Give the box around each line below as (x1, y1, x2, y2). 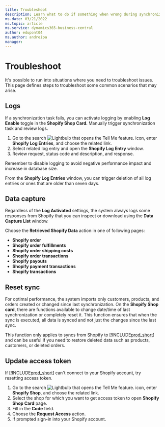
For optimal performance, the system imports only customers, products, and (5, 296, 160, 302)
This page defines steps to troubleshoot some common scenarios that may (5, 82, 157, 88)
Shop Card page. (12, 400, 48, 406)
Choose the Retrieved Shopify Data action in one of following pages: (5, 228, 145, 233)
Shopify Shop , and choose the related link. (12, 389, 99, 395)
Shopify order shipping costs (12, 248, 73, 254)
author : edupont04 (5, 30, 43, 35)
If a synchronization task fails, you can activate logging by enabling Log (5, 115, 150, 121)
